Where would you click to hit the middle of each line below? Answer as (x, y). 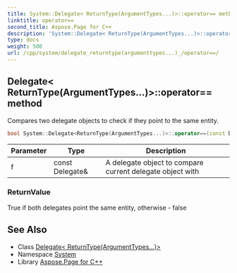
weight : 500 (25, 46)
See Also (27, 230)
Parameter (29, 151)
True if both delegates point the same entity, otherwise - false (97, 208)
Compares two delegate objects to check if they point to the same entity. (113, 120)
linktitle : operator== (41, 20)
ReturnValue (29, 192)
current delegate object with (152, 171)
